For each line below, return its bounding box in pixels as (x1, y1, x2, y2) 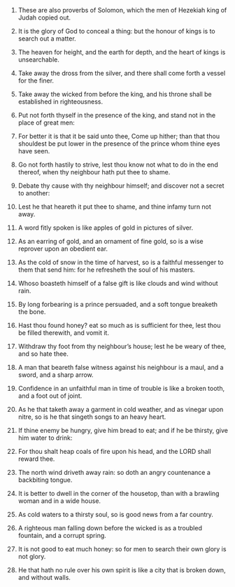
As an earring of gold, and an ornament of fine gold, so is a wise (17, 237, 204, 245)
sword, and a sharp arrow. (17, 371, 94, 379)
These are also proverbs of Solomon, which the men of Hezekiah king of (17, 6, 227, 14)
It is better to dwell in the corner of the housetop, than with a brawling (17, 490, 220, 497)
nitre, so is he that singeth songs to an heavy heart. (17, 413, 166, 421)
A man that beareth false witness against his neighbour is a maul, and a (17, 364, 224, 371)
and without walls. (17, 574, 71, 581)
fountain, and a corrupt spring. (17, 532, 107, 539)
